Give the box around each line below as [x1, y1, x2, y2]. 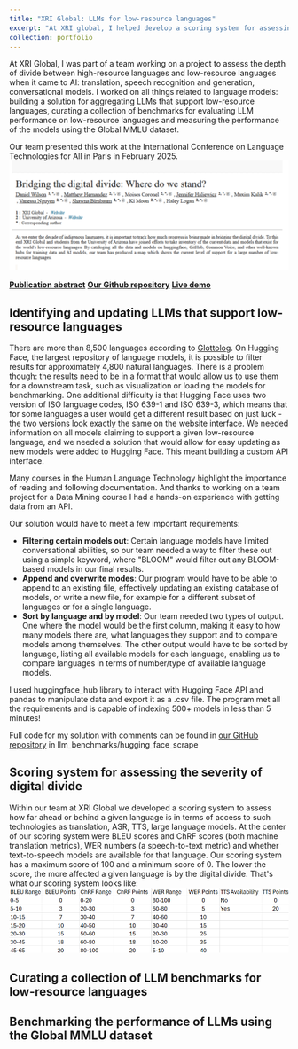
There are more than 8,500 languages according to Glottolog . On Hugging [9, 342, 279, 354]
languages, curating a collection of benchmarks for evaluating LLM [9, 106, 255, 116]
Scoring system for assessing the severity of [9, 765, 263, 780]
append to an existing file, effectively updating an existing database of [21, 583, 279, 593]
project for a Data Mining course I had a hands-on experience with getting [9, 492, 280, 503]
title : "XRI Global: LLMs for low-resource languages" [9, 14, 216, 23]
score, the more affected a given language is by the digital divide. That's [9, 868, 273, 879]
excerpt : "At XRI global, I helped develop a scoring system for [9, 23, 255, 33]
